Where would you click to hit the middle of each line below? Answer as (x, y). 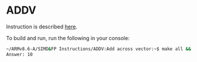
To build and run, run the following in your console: (68, 38)
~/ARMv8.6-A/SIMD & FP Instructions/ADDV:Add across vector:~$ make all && (99, 49)
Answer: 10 (19, 54)
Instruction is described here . (42, 27)
